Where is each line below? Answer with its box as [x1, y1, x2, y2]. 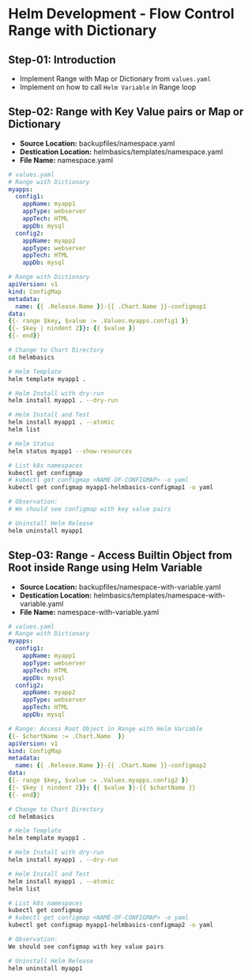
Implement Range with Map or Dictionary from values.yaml [19, 74, 212, 83]
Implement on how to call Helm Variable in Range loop [19, 82, 197, 92]
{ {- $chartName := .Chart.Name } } [8, 732, 126, 740]
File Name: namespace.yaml [19, 155, 113, 164]
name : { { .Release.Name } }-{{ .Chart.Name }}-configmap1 [15, 302, 207, 311]
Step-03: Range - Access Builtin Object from [8, 548, 233, 562]
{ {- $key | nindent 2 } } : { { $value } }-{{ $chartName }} [8, 783, 196, 791]
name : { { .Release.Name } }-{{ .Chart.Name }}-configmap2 [15, 762, 207, 770]
